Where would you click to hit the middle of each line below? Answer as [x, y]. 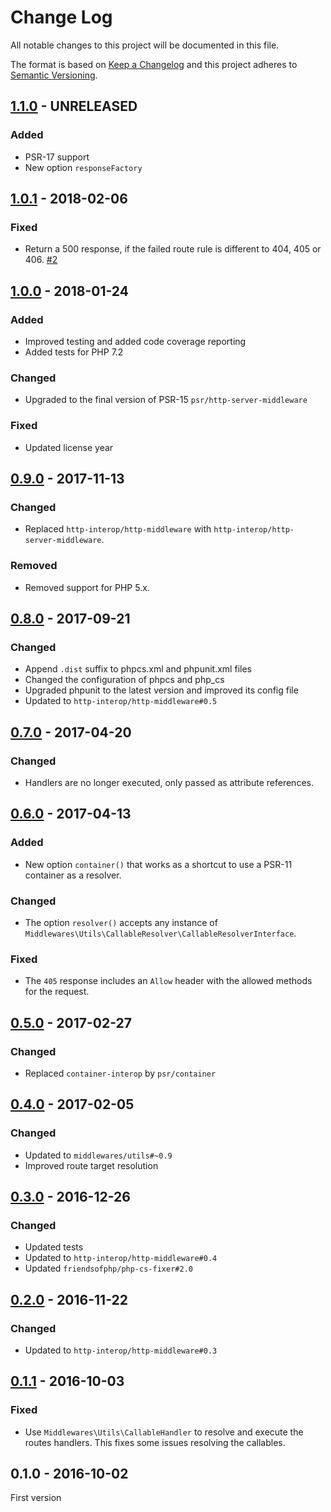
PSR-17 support [57, 157]
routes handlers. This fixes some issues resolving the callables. [155, 1442]
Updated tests [54, 1247]
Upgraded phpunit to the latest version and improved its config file [161, 690]
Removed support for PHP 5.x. [87, 587]
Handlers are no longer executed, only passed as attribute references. [169, 782]
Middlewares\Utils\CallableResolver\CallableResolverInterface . [160, 933]
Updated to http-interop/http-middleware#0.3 [121, 1350]
